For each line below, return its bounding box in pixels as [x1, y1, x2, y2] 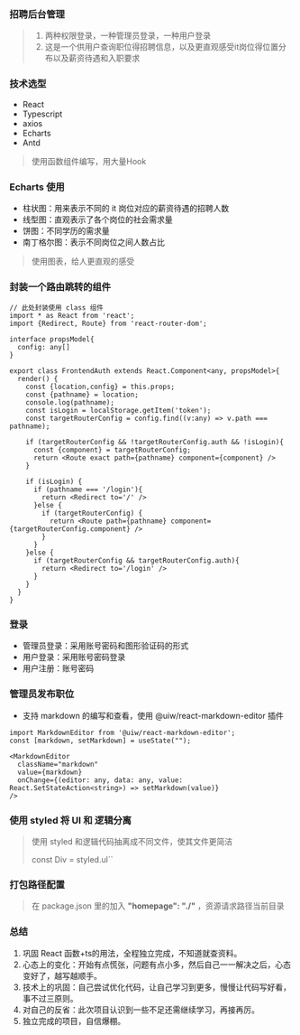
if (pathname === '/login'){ [32, 485, 143, 494]
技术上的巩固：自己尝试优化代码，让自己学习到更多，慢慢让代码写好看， [22, 982, 291, 993]
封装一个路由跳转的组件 [9, 280, 111, 293]
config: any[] [17, 343, 70, 352]
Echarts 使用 [9, 181, 65, 193]
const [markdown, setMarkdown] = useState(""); [9, 736, 192, 745]
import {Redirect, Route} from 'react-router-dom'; [9, 319, 207, 329]
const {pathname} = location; [25, 390, 140, 399]
